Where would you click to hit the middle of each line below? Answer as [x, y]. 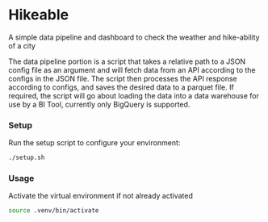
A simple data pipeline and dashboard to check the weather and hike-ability [134, 37]
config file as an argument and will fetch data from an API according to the [132, 69]
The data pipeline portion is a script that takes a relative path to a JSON [127, 61]
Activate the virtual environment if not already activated [101, 196]
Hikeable [39, 15]
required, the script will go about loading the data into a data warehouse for [134, 95]
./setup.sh [27, 158]
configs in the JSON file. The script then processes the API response [123, 78]
